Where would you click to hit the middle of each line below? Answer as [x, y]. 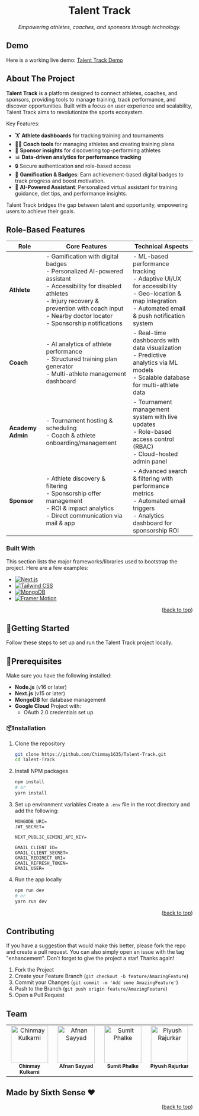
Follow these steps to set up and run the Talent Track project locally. [89, 642]
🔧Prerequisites [34, 661]
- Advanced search [160, 471]
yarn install [31, 793]
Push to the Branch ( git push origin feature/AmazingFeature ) [91, 989]
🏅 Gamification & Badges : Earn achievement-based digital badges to [99, 174]
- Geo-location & [157, 294]
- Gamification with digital [82, 257]
